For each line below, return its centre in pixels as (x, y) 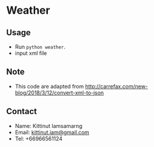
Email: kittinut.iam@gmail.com (52, 132)
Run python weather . (40, 47)
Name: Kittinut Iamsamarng (49, 125)
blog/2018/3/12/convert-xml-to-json (59, 93)
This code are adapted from (49, 86)
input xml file (31, 53)
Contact (22, 111)
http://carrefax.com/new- (116, 86)
